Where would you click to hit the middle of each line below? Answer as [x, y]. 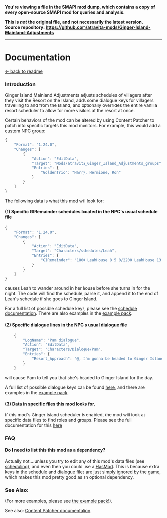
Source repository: [25, 27]
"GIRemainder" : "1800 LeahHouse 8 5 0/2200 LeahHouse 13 [101, 260]
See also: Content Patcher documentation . [48, 511]
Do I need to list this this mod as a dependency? [55, 450]
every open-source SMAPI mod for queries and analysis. [65, 12]
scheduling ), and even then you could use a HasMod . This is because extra [82, 466]
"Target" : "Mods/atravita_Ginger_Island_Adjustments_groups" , [97, 163]
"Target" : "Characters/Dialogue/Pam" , [63, 350]
